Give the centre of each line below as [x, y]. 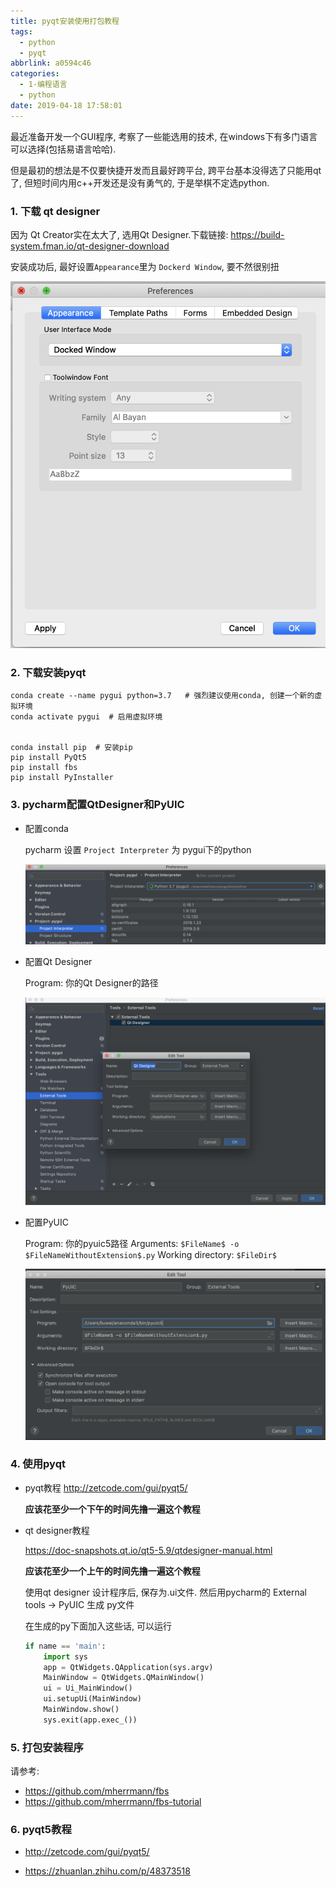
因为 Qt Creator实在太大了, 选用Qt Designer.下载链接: [119, 234]
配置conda [46, 828]
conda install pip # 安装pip [71, 748]
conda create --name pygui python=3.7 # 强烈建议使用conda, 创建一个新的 [162, 696]
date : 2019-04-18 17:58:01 [66, 105]
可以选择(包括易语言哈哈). [63, 149]
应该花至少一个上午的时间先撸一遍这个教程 [112, 1571]
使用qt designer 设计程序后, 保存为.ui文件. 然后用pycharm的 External [165, 1592]
